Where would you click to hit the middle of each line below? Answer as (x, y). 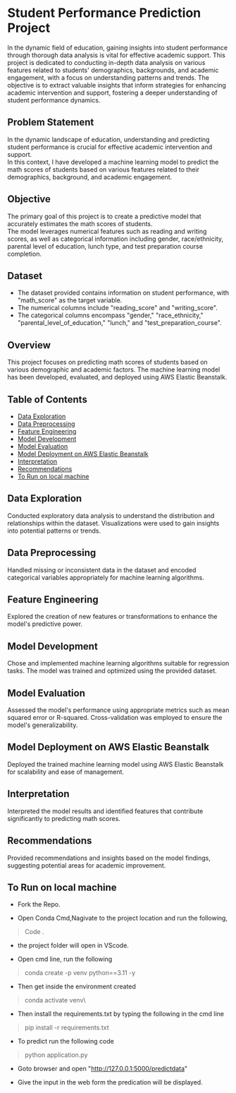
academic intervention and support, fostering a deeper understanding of (112, 93)
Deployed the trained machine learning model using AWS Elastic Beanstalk (116, 764)
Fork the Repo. (39, 904)
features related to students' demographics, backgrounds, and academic (113, 70)
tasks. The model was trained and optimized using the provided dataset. (112, 671)
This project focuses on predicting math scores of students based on (107, 362)
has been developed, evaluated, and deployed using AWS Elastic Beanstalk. (117, 377)
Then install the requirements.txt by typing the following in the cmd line (120, 1014)
